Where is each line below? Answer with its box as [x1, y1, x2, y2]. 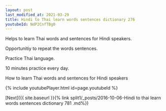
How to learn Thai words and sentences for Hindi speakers [5, 75, 128, 81]
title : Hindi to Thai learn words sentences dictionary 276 [5, 17, 136, 22]
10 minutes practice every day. [5, 65, 70, 71]
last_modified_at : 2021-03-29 [5, 12, 70, 17]
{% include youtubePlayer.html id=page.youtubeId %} [5, 85, 118, 91]
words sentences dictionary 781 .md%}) [5, 100, 89, 106]
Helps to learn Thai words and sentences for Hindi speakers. [5, 36, 132, 42]
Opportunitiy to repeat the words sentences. [5, 45, 98, 51]
